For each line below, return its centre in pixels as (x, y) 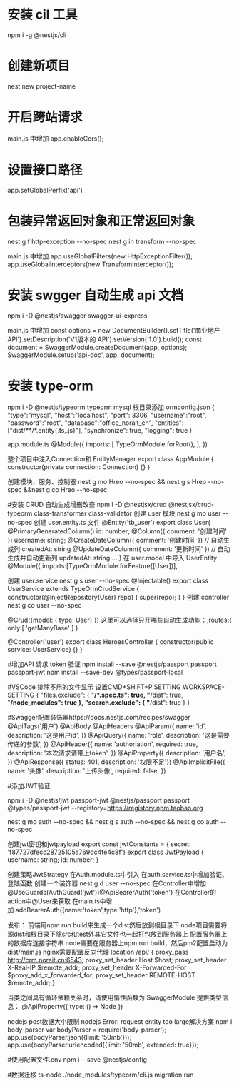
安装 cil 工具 (42, 15)
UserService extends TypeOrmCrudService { (73, 588)
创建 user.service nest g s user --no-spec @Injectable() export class (108, 580)
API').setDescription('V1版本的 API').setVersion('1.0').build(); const (105, 339)
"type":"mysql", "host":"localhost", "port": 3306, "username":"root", (107, 415)
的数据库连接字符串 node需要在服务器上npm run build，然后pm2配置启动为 (118, 942)
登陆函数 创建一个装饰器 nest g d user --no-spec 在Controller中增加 (107, 883)
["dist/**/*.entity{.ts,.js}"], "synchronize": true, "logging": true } (100, 430)
